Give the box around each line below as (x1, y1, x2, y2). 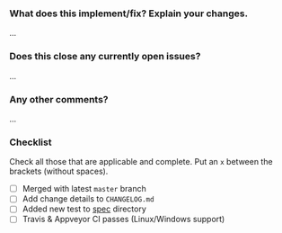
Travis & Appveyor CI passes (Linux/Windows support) (22, 214, 225, 225)
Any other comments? (9, 93, 110, 105)
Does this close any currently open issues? (9, 50, 201, 63)
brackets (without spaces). (9, 166, 109, 177)
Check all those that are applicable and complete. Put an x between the (9, 157, 273, 167)
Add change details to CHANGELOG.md (22, 193, 154, 204)
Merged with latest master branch (22, 184, 146, 194)
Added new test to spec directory (22, 203, 146, 214)
